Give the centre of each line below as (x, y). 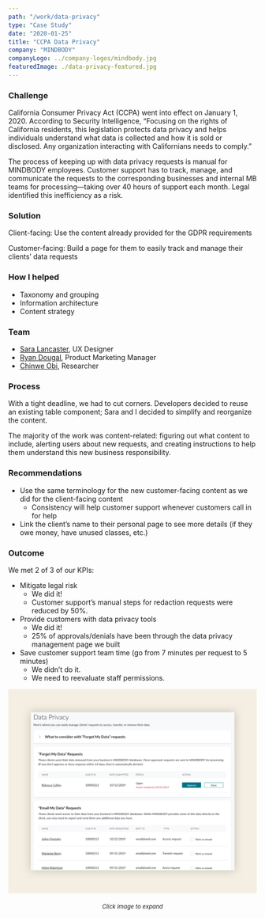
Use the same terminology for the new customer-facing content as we (134, 490)
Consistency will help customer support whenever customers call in (142, 507)
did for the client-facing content (71, 499)
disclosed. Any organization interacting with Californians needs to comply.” (130, 146)
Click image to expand (132, 906)
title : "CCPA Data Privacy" (54, 42)
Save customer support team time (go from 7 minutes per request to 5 (133, 652)
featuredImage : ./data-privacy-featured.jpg (82, 67)
